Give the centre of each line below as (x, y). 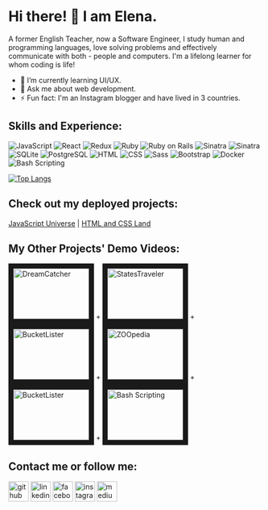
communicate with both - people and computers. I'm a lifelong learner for (130, 56)
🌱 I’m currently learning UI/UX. (71, 80)
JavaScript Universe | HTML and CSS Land (80, 223)
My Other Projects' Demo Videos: (94, 248)
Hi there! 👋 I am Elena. (83, 17)
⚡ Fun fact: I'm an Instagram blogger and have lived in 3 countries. (130, 98)
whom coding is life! (41, 65)
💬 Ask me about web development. (78, 89)
